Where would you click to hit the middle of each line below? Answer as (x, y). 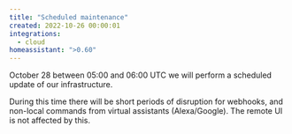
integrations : (35, 33)
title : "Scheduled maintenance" (69, 17)
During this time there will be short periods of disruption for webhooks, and (146, 101)
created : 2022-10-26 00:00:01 (65, 26)
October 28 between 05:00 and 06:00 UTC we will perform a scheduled (141, 75)
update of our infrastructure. (61, 85)
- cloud (31, 42)
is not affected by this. (50, 121)
